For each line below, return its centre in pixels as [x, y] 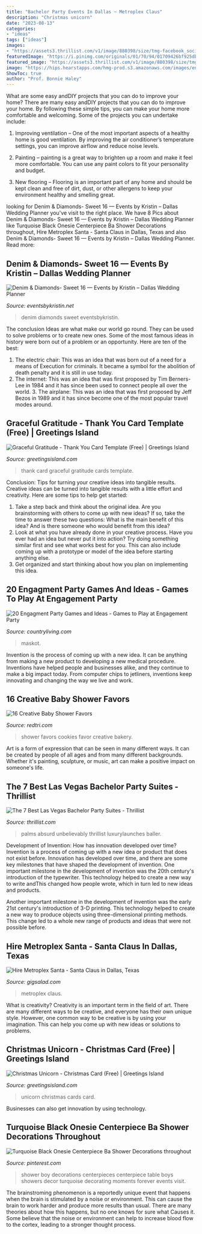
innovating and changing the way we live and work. [70, 680]
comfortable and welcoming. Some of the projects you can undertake [92, 115]
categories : [21, 29]
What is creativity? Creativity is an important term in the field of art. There [97, 1005]
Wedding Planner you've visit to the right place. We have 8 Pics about [93, 213]
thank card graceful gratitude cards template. [77, 470]
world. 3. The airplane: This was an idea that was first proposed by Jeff [103, 391]
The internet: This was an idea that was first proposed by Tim [91, 379]
